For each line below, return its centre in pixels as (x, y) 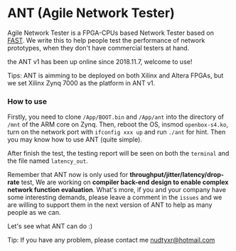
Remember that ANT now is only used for (68, 175)
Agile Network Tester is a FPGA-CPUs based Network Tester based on (111, 33)
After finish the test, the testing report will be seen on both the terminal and (118, 154)
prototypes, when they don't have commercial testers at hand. (98, 48)
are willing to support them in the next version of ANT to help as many (110, 205)
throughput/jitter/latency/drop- (177, 175)
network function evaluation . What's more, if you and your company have (117, 190)
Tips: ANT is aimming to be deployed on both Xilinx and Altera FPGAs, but (116, 75)
